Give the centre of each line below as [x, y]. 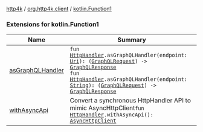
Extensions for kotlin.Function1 [53, 24]
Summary [132, 40]
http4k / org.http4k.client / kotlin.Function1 [59, 9]
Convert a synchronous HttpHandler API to [130, 101]
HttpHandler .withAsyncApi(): [112, 115]
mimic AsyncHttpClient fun [107, 108]
